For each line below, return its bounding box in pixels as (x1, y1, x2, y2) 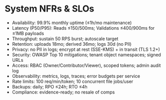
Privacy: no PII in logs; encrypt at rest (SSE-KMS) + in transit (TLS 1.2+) (12, 46, 160, 52)
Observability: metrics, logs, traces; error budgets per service (12, 73, 140, 79)
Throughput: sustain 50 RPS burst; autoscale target (12, 36, 119, 42)
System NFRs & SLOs (5, 3, 95, 15)
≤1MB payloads (12, 30, 44, 36)
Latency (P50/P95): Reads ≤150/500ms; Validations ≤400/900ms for (12, 25, 155, 31)
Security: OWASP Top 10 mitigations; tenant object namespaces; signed (12, 51, 161, 58)
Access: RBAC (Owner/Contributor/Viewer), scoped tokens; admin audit (12, 62, 161, 68)
